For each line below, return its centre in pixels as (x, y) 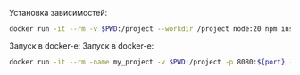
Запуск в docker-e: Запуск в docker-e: (82, 45)
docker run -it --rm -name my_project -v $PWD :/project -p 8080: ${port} (147, 62)
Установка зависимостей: (58, 13)
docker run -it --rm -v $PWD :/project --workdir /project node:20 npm (143, 29)
